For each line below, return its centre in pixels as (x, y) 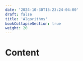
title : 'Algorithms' (27, 19)
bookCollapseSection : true (33, 24)
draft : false (19, 14)
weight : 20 (16, 28)
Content (22, 53)
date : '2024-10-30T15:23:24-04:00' (42, 10)
